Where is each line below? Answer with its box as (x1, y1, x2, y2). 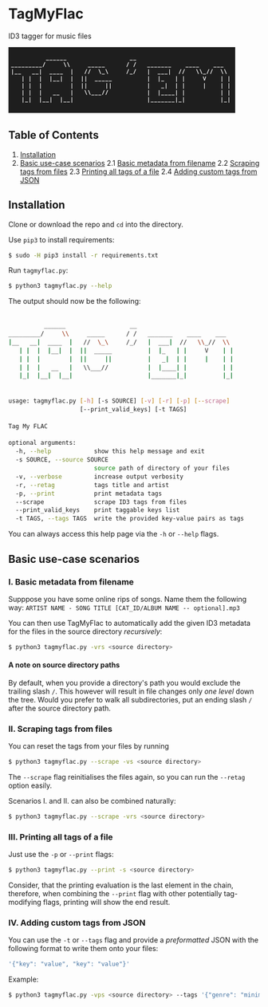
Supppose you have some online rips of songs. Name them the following (8, 594, 247, 604)
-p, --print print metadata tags (15, 490, 162, 498)
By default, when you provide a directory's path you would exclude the (8, 678, 241, 687)
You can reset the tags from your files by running (8, 741, 170, 751)
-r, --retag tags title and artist (15, 481, 170, 489)
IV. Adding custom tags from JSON (8, 918, 146, 929)
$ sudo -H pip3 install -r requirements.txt (8, 251, 159, 259)
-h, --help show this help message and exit (15, 447, 205, 455)
